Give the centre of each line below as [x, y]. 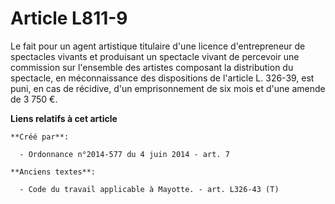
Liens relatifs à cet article [64, 118]
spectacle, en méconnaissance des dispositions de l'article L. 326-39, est [162, 78]
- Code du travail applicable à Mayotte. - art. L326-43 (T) [149, 189]
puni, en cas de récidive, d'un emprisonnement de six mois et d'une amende [168, 88]
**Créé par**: [40, 137]
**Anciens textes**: [53, 172]
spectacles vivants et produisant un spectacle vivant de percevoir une [155, 56]
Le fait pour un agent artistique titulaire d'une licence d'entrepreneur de [158, 46]
